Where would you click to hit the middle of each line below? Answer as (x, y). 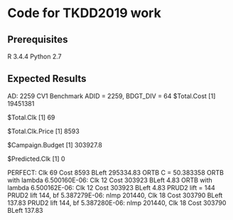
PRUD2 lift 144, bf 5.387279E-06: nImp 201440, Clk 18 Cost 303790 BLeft (115, 195)
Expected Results (47, 79)
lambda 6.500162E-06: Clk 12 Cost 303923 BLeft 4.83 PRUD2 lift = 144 (111, 187)
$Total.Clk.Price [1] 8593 (43, 131)
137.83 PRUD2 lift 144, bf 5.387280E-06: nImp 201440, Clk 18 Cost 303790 (117, 203)
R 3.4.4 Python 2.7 (34, 56)
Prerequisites (38, 40)
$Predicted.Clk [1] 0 (36, 159)
